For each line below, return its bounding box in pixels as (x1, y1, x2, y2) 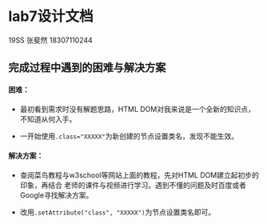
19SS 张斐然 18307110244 (8, 35, 94, 45)
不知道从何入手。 (19, 114, 77, 124)
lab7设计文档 (8, 7, 94, 26)
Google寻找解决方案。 (19, 190, 94, 200)
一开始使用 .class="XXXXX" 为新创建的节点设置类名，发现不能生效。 (19, 131, 239, 141)
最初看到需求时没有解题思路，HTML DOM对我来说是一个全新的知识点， (19, 104, 256, 114)
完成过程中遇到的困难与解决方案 (8, 61, 166, 74)
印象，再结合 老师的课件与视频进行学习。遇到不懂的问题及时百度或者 (19, 180, 246, 190)
